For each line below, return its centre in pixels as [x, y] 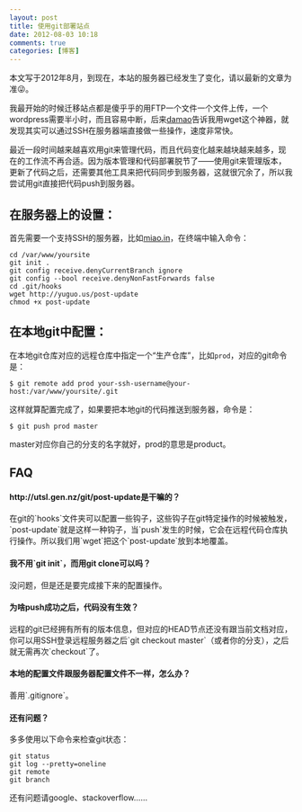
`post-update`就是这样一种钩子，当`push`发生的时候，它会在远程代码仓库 [145, 530]
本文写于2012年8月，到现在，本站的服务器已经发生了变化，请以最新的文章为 [151, 78]
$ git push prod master [54, 426]
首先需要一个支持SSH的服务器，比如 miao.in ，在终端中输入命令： [129, 237]
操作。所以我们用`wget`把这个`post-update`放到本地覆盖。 [125, 541]
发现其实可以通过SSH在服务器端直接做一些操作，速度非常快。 [124, 130]
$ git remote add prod [52, 383]
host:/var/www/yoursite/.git [64, 391]
